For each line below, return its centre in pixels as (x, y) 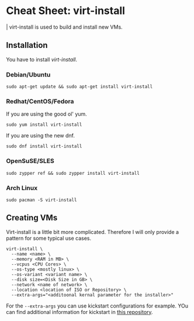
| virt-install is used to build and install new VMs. (64, 27)
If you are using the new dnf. (40, 136)
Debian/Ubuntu (28, 74)
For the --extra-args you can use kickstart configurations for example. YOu (97, 306)
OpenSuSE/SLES (30, 161)
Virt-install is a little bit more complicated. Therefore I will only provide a (93, 232)
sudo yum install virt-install (44, 125)
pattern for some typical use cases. (49, 238)
